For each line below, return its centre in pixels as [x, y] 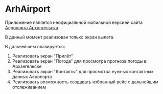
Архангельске [27, 66]
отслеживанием [29, 87]
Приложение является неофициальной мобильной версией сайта [74, 22]
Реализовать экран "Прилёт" [43, 56]
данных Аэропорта [32, 76]
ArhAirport [28, 9]
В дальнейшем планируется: [35, 46]
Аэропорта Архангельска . [32, 27]
